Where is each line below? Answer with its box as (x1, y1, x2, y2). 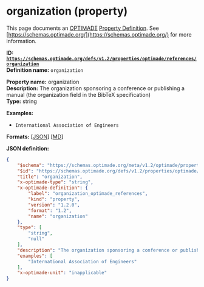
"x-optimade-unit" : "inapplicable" (17, 270, 107, 276)
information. (6, 37, 37, 44)
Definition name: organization (6, 66, 84, 74)
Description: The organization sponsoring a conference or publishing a (6, 84, 185, 92)
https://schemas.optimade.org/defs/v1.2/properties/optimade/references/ (6, 55, 197, 62)
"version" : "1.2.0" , (28, 202, 80, 208)
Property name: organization (6, 78, 80, 85)
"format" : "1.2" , (28, 207, 72, 214)
